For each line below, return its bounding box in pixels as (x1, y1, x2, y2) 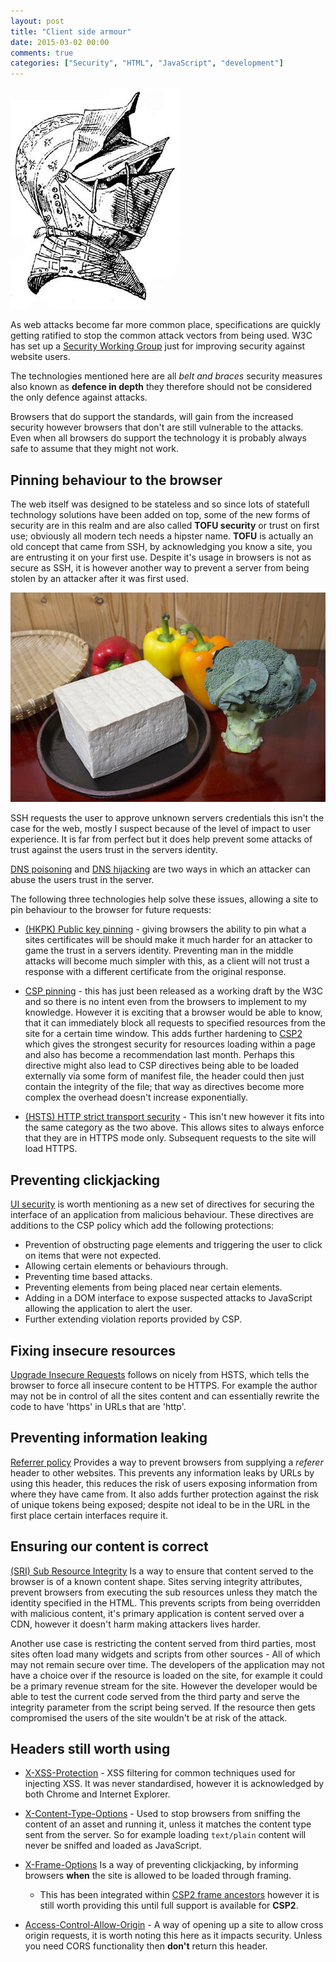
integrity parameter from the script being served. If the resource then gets (10, 1701, 316, 1713)
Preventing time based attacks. (24, 1271, 153, 1283)
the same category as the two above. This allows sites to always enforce (24, 1121, 325, 1134)
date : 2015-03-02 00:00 (10, 37, 110, 47)
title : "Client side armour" (10, 26, 132, 37)
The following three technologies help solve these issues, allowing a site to (10, 893, 319, 905)
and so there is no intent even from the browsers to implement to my (24, 996, 308, 1008)
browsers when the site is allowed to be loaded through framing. (24, 1870, 292, 1882)
